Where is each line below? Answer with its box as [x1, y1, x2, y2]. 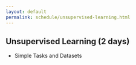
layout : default [5, 8, 47, 15]
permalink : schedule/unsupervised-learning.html [5, 14, 131, 20]
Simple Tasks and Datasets [14, 52, 82, 60]
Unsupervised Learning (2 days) [5, 36, 130, 47]
